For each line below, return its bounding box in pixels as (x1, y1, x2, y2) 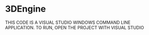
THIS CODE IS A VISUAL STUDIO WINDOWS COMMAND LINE (5, 19, 131, 25)
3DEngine (5, 3, 46, 15)
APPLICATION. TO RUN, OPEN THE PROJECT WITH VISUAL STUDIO (5, 24, 144, 30)
